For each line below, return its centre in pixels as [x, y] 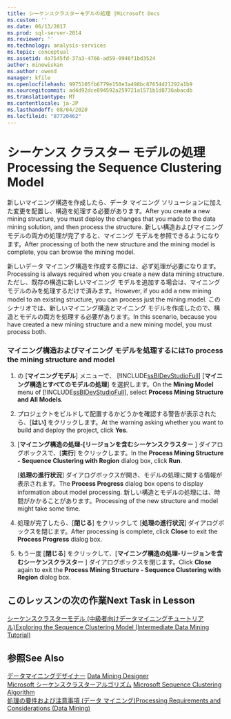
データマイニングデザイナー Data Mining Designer [78, 676]
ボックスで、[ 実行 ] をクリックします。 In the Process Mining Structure [123, 453]
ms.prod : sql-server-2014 [44, 33]
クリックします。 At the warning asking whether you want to [139, 422]
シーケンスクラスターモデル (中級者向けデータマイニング [88, 618]
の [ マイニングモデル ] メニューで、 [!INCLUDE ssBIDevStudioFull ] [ [111, 375]
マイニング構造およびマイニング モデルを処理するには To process [115, 351]
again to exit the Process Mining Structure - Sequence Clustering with [119, 569]
